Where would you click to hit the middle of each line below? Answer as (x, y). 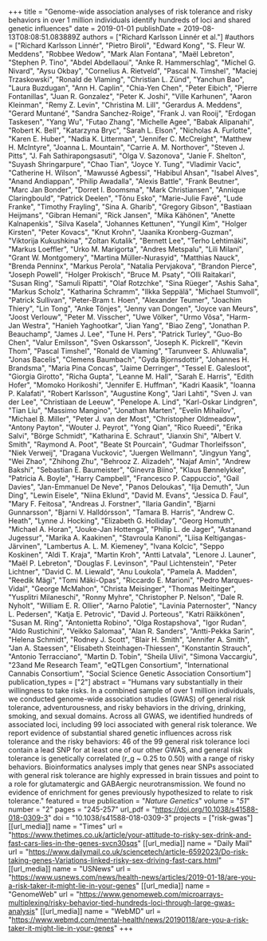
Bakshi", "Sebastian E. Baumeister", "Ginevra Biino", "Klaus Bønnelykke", (127, 470)
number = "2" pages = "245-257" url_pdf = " (82, 809)
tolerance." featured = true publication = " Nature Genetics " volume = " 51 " (129, 801)
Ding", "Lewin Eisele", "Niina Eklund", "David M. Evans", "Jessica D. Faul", (128, 495)
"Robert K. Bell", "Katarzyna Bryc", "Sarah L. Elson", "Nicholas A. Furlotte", (130, 130)
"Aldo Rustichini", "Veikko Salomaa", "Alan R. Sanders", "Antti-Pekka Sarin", (132, 631)
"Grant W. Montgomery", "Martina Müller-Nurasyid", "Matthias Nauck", (124, 258)
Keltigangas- (226, 538)
